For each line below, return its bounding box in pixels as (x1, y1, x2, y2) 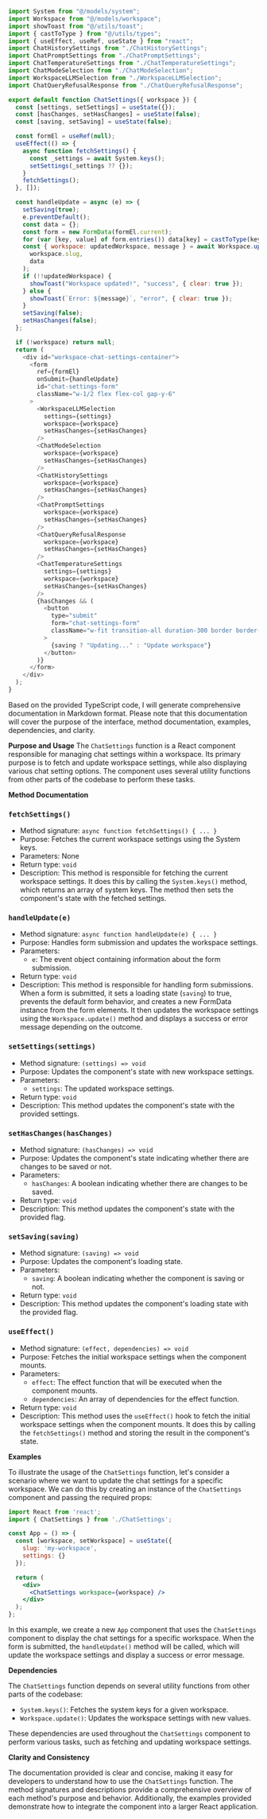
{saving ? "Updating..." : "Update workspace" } (50, 641, 212, 650)
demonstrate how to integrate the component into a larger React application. (8, 1802, 258, 1812)
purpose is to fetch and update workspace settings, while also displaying (8, 758, 248, 767)
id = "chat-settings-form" (37, 382, 119, 391)
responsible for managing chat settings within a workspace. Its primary (8, 749, 241, 758)
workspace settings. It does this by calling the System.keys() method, (19, 877, 248, 886)
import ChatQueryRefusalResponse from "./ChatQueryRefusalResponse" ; (8, 81, 244, 89)
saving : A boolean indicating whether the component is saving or (31, 1274, 245, 1283)
